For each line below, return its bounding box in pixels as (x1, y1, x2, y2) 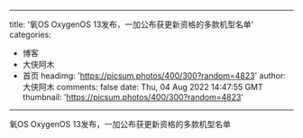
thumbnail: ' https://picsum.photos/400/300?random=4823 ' (22, 92, 244, 102)
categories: (9, 29, 51, 40)
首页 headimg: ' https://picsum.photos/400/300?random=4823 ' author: (22, 70, 286, 81)
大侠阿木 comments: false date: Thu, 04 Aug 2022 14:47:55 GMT (22, 82, 263, 92)
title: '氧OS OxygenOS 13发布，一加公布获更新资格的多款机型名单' (9, 19, 254, 30)
